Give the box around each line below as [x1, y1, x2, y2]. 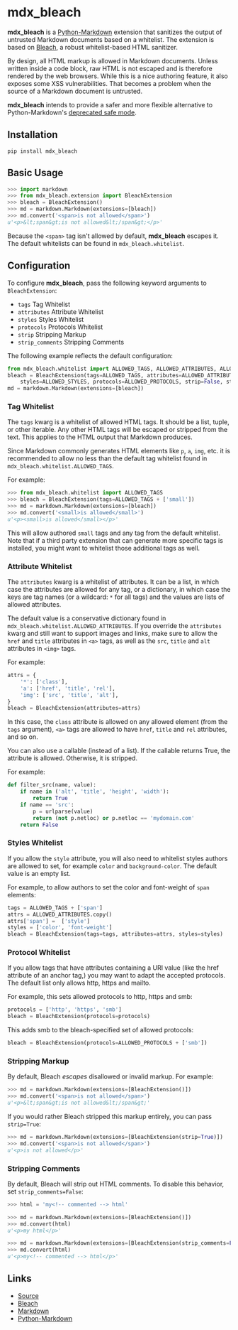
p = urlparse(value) [33, 808, 93, 815]
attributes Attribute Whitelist [17, 307, 104, 316]
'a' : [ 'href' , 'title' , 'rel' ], [20, 685, 115, 692]
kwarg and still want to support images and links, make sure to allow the [7, 629, 218, 638]
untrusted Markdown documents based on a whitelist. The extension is [7, 35, 215, 43]
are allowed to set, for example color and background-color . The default [7, 861, 217, 870]
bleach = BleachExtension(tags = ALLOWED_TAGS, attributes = [7, 372, 182, 379]
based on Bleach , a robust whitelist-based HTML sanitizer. [7, 43, 178, 51]
